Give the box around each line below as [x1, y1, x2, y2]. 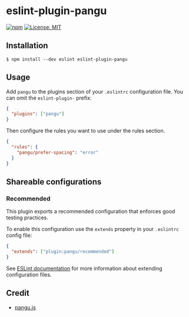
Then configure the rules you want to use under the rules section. [6, 127, 165, 134]
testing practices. [6, 214, 49, 222]
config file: [6, 232, 32, 239]
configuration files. [6, 271, 52, 278]
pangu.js [14, 303, 37, 311]
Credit [6, 288, 29, 298]
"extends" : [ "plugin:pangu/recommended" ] [11, 249, 115, 255]
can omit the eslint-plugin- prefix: [6, 94, 92, 101]
